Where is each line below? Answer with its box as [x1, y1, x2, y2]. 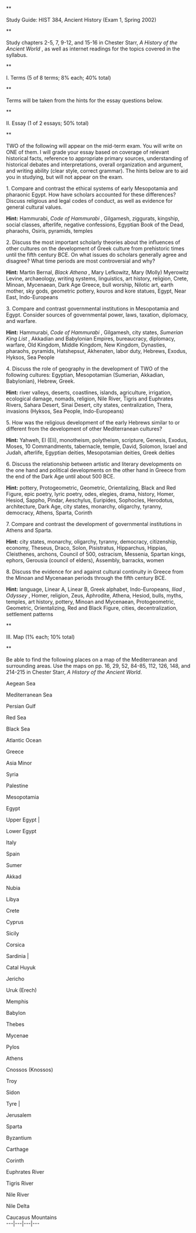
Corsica [6, 941, 25, 948]
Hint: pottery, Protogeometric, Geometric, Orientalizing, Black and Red [6, 484, 176, 491]
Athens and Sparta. [6, 527, 53, 534]
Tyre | [6, 1100, 20, 1107]
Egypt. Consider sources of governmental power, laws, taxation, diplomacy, [6, 311, 188, 318]
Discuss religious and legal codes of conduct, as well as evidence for [6, 198, 173, 204]
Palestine [6, 782, 29, 789]
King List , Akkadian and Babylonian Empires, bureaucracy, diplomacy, [6, 335, 176, 342]
